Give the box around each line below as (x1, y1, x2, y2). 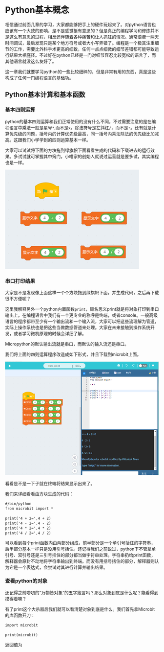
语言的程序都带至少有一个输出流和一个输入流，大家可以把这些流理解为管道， (5, 318, 159, 324)
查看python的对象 (5, 578, 48, 584)
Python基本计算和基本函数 (5, 91, 85, 99)
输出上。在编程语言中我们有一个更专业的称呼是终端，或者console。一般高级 (5, 312, 158, 318)
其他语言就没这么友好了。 (5, 58, 57, 64)
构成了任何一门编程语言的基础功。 (5, 74, 74, 81)
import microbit (5, 623, 38, 628)
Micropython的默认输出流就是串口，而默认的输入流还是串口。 (5, 341, 129, 347)
